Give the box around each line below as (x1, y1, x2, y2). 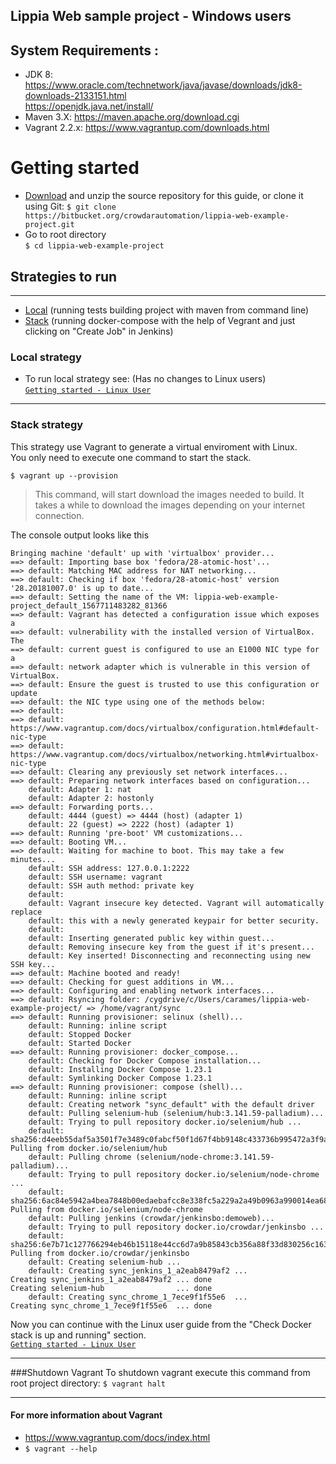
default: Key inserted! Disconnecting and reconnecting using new (28, 950, 311, 961)
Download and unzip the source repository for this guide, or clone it (24, 190, 304, 202)
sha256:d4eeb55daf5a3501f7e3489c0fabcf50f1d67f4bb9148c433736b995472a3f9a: (10, 1134, 333, 1144)
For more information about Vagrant (10, 1409, 163, 1421)
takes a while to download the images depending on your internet (34, 499, 305, 511)
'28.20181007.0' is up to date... (10, 583, 155, 593)
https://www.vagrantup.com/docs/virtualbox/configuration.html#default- (10, 723, 320, 733)
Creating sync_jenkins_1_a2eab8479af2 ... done (10, 1274, 213, 1284)
